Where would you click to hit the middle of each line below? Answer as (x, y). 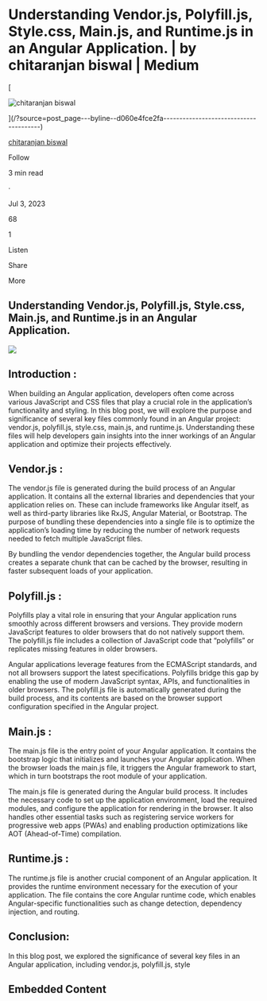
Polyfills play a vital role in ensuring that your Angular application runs (122, 615)
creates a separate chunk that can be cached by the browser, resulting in (128, 563)
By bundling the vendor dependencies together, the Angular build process (130, 554)
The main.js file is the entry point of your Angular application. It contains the (132, 751)
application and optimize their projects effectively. (90, 444)
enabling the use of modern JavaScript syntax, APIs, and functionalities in (129, 681)
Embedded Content (58, 989)
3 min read (26, 173)
